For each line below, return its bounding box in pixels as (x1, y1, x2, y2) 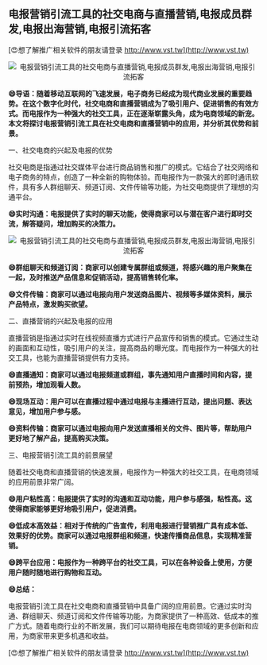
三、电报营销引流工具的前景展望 (8, 450, 113, 459)
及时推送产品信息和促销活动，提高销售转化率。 (29, 273, 183, 282)
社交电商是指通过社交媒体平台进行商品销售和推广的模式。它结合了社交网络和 (8, 162, 259, 172)
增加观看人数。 (35, 380, 85, 389)
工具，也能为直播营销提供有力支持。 (14, 353, 133, 362)
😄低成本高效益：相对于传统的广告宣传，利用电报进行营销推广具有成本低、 (8, 520, 253, 530)
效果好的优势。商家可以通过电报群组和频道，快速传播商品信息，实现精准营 (8, 531, 252, 540)
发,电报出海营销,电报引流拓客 (8, 22, 152, 36)
